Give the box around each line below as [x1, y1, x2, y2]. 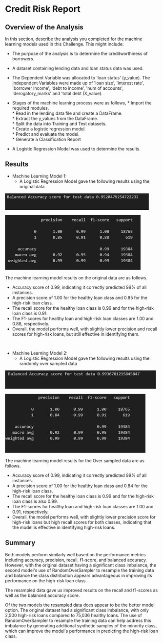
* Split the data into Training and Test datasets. [12, 121, 107, 126]
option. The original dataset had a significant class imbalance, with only [5, 607, 149, 613]
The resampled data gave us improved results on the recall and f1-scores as [5, 587, 158, 593]
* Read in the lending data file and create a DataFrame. [12, 110, 123, 116]
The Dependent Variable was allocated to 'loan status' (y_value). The [12, 75, 150, 80]
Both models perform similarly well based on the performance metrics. [5, 551, 147, 557]
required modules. [12, 105, 49, 111]
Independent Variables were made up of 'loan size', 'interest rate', [12, 80, 144, 86]
